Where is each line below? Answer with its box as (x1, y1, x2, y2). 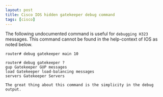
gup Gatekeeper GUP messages (5, 64, 67, 70)
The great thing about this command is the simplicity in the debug (5, 82, 154, 88)
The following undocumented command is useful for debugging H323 (5, 31, 149, 37)
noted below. (5, 42, 33, 48)
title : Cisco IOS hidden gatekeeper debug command (5, 12, 115, 17)
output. (5, 87, 22, 92)
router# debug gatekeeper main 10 (5, 51, 79, 56)
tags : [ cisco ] (5, 17, 36, 22)
